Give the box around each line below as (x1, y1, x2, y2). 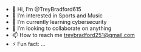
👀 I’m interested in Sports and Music (12, 12, 103, 19)
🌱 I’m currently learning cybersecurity (12, 19, 107, 25)
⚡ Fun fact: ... (12, 41, 46, 47)
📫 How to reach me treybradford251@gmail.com (12, 32, 136, 38)
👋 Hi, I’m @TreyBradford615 (12, 6, 81, 13)
